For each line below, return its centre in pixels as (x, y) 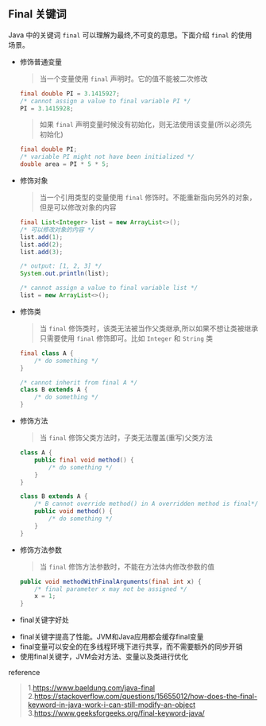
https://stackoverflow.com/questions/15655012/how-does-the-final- (146, 697)
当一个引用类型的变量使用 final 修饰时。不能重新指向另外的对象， (148, 198)
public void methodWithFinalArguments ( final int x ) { (111, 581)
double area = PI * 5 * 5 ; (64, 164)
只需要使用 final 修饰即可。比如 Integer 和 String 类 (126, 338)
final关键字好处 (44, 620)
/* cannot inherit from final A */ (79, 382)
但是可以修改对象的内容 (78, 207)
